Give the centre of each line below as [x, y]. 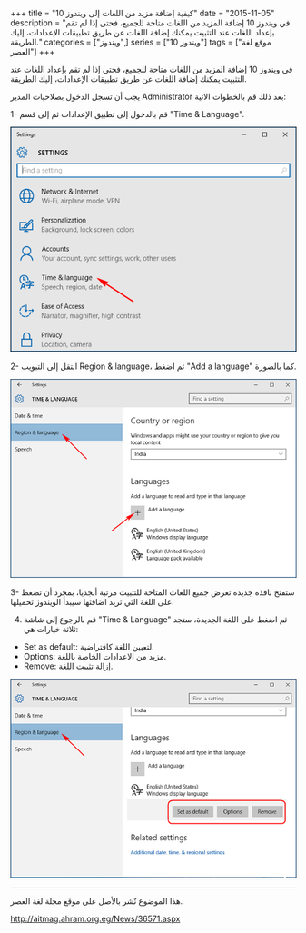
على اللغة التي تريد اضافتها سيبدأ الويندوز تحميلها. [93, 602]
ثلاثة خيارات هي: [51, 630]
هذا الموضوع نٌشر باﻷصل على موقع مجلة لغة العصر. [97, 901]
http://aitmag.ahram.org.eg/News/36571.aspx [95, 918]
